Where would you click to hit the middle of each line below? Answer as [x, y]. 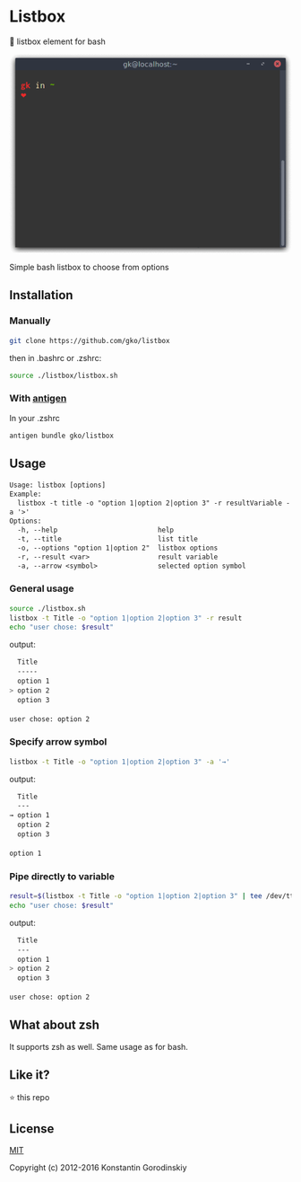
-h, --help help [96, 530]
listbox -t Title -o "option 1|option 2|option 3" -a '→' [120, 762]
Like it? [30, 1075]
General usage [42, 588]
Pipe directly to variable [62, 876]
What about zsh [55, 1025]
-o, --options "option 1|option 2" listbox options [118, 548]
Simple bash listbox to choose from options [89, 267]
